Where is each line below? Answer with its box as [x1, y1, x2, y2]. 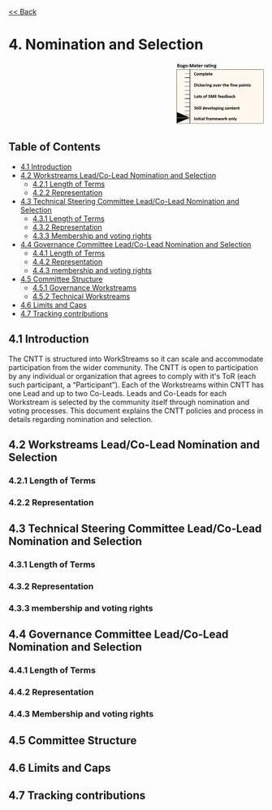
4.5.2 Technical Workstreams [32, 291, 131, 301]
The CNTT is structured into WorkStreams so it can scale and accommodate [8, 354, 264, 364]
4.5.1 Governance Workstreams [32, 282, 137, 292]
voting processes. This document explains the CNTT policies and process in [8, 406, 264, 416]
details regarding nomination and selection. [8, 414, 153, 424]
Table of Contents [8, 140, 101, 154]
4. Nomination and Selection [8, 36, 204, 54]
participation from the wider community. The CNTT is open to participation [8, 362, 258, 372]
